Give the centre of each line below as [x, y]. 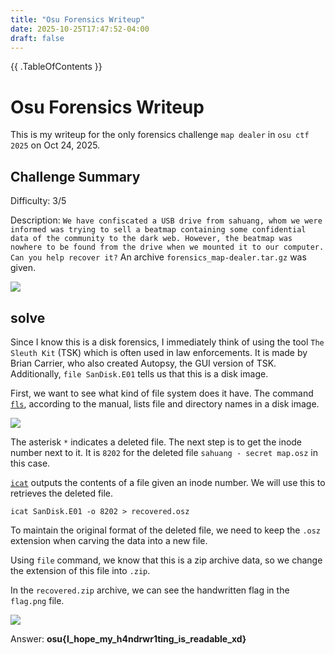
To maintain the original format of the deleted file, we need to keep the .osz [166, 530]
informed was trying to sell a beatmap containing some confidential [158, 230]
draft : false [37, 38]
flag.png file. [37, 600]
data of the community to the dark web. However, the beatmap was [151, 239]
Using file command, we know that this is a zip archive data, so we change [166, 560]
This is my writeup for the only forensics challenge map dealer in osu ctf [160, 135]
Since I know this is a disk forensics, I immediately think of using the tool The [167, 342]
